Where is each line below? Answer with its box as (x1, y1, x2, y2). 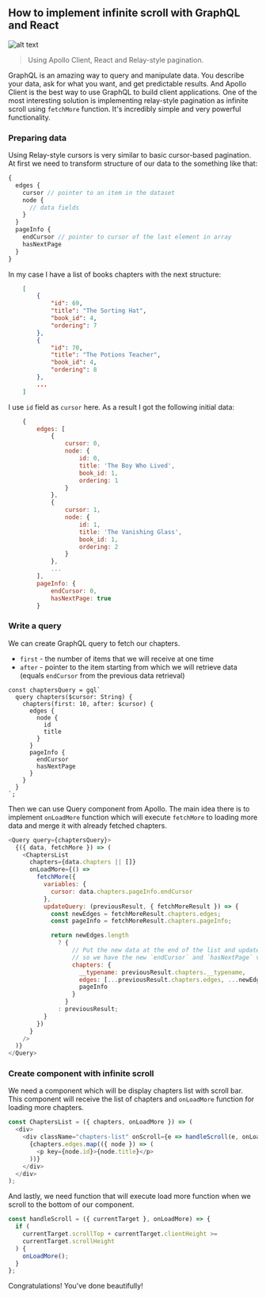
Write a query (8, 620, 62, 632)
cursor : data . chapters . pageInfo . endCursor (50, 888, 193, 895)
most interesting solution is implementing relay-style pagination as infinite (8, 95, 249, 105)
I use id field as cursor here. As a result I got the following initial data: (8, 402, 235, 411)
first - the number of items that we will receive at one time (19, 654, 214, 663)
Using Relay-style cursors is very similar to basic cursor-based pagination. (8, 151, 252, 160)
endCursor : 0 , (50, 586, 97, 595)
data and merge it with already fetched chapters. (8, 820, 168, 830)
